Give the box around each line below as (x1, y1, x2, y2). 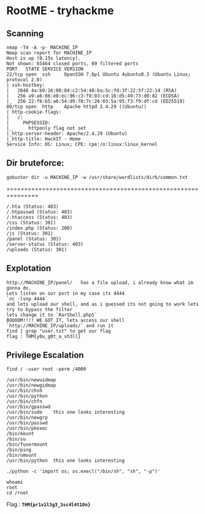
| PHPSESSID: (6, 120, 51, 126)
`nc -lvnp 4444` (6, 296, 48, 302)
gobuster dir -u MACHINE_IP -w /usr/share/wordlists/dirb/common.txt (6, 174, 188, 180)
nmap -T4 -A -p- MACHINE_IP (6, 44, 79, 50)
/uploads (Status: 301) (6, 247, 68, 253)
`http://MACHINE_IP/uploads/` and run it (6, 322, 114, 329)
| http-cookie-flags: (6, 109, 62, 115)
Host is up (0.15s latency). (6, 55, 81, 61)
